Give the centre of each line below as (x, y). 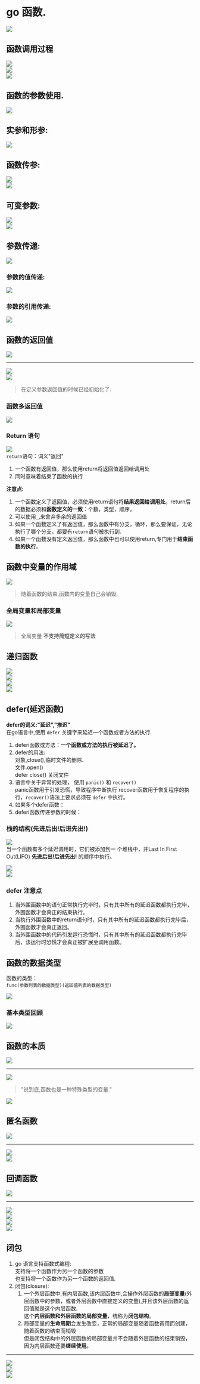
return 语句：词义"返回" (35, 456)
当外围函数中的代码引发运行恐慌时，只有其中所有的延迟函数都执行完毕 (101, 934)
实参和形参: (27, 130)
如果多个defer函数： (40, 804)
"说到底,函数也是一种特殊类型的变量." (66, 1090)
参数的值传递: (26, 277)
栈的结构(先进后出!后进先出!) (47, 829)
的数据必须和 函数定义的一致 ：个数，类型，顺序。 (75, 509)
